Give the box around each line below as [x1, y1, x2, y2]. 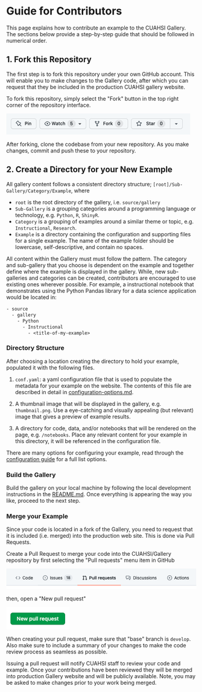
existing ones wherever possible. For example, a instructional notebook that [6, 280, 194, 288]
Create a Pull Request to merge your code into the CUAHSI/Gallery [6, 550, 172, 558]
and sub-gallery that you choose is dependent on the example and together [6, 261, 194, 269]
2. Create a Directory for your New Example [6, 165, 173, 175]
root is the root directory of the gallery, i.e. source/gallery [14, 198, 161, 206]
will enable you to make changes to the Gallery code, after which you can [6, 77, 189, 84]
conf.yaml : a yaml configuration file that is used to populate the [14, 376, 172, 383]
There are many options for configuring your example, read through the [6, 449, 184, 456]
